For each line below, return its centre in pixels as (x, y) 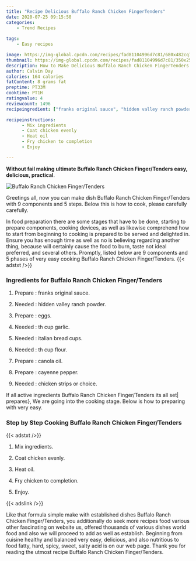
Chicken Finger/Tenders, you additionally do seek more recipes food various (98, 521)
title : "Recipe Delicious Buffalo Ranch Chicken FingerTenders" (86, 11)
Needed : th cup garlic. (42, 327)
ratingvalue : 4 (24, 98)
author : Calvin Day (30, 71)
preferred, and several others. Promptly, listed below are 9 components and (97, 252)
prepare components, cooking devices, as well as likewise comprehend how (98, 228)
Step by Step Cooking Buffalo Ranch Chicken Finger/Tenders (94, 422)
